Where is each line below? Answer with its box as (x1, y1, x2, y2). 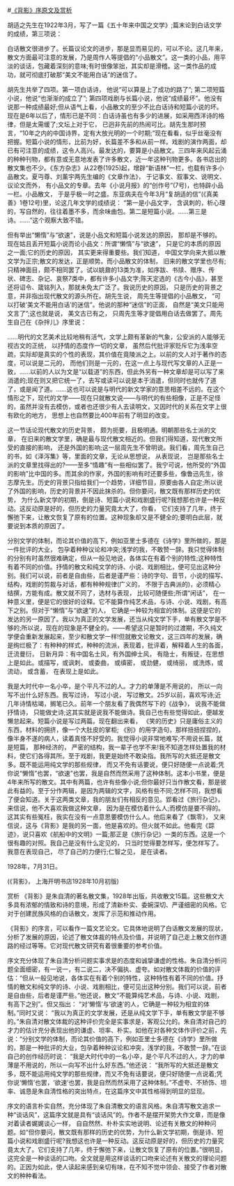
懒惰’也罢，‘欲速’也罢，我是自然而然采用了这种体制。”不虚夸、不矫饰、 (20, 1079, 221, 1086)
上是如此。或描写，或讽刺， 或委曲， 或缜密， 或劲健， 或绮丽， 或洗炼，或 (7, 659, 224, 667)
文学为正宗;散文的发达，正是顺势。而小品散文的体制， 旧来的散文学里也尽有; (7, 257, 226, 265)
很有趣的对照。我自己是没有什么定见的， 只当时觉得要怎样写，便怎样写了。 (7, 839, 223, 847)
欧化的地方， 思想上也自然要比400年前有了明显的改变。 (13, 411, 173, 419)
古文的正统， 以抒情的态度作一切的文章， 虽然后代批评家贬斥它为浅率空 (13, 341, 218, 350)
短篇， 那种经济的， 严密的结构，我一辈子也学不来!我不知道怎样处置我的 (13, 743, 220, 751)
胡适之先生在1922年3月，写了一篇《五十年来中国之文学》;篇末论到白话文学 (7, 21, 222, 29)
